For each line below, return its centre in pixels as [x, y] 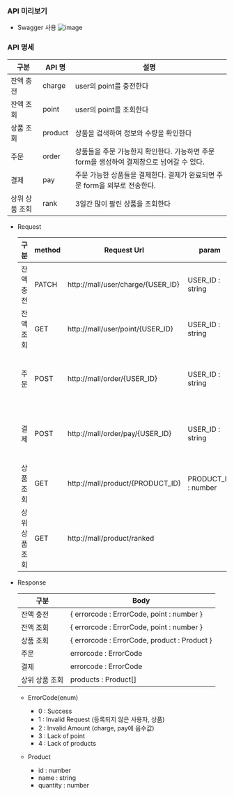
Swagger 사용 [37, 28]
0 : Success [55, 711]
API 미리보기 [27, 10]
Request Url [124, 250]
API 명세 [21, 47]
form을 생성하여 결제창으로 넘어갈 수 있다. [140, 162]
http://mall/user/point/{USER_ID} [120, 329]
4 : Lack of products [67, 743]
